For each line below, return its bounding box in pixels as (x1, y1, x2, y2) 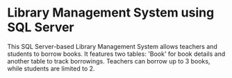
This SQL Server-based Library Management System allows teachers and (7, 42, 217, 50)
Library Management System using (7, 5, 215, 21)
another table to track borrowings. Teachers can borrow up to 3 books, (7, 57, 210, 65)
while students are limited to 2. (7, 64, 95, 72)
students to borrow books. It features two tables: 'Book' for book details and (7, 50, 226, 58)
